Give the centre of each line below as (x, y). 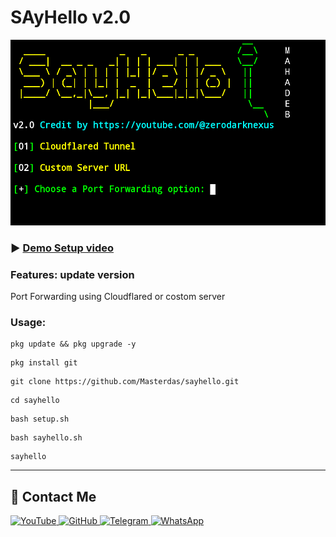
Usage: (28, 322)
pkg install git (44, 363)
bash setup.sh (40, 419)
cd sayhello (35, 401)
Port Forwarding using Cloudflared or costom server (118, 297)
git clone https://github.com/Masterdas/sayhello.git (125, 382)
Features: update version (72, 274)
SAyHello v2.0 (71, 17)
